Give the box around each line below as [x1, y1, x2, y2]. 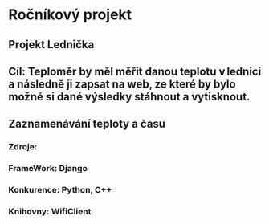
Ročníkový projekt [8, 6, 132, 24]
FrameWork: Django [8, 163, 88, 174]
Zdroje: [8, 141, 38, 153]
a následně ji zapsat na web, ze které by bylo [8, 77, 236, 91]
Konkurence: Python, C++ [8, 185, 112, 196]
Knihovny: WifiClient [8, 206, 92, 218]
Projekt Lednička [8, 38, 95, 51]
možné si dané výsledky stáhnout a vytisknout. [8, 90, 251, 104]
